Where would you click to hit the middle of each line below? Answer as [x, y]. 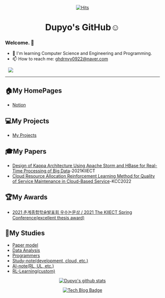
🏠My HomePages [34, 91]
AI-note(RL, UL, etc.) [33, 266]
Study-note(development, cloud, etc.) [50, 261]
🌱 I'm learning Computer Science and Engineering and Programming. [82, 54]
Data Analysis [26, 250]
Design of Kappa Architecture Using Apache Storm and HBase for [79, 165]
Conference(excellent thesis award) [48, 217]
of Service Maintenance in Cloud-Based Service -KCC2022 [72, 181]
